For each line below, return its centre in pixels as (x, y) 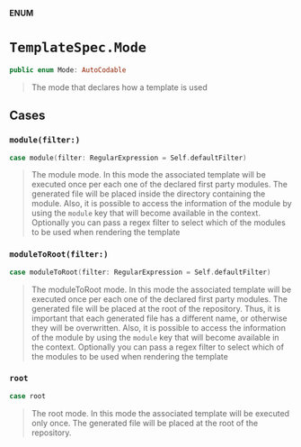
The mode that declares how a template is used (120, 87)
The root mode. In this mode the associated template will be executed (160, 413)
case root (28, 396)
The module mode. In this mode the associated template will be (149, 175)
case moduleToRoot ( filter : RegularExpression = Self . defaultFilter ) (140, 272)
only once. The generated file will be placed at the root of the (145, 423)
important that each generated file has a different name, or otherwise (159, 318)
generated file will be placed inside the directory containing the (148, 194)
